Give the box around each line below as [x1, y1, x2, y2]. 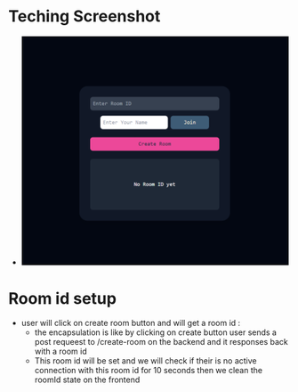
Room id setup [8, 288, 117, 308]
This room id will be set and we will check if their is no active [34, 355, 257, 366]
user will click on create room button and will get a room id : [20, 318, 241, 329]
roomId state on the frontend [34, 374, 141, 385]
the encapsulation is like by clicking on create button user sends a [34, 327, 278, 338]
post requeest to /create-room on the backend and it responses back [34, 337, 288, 347]
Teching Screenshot [8, 6, 161, 27]
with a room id [34, 346, 88, 357]
